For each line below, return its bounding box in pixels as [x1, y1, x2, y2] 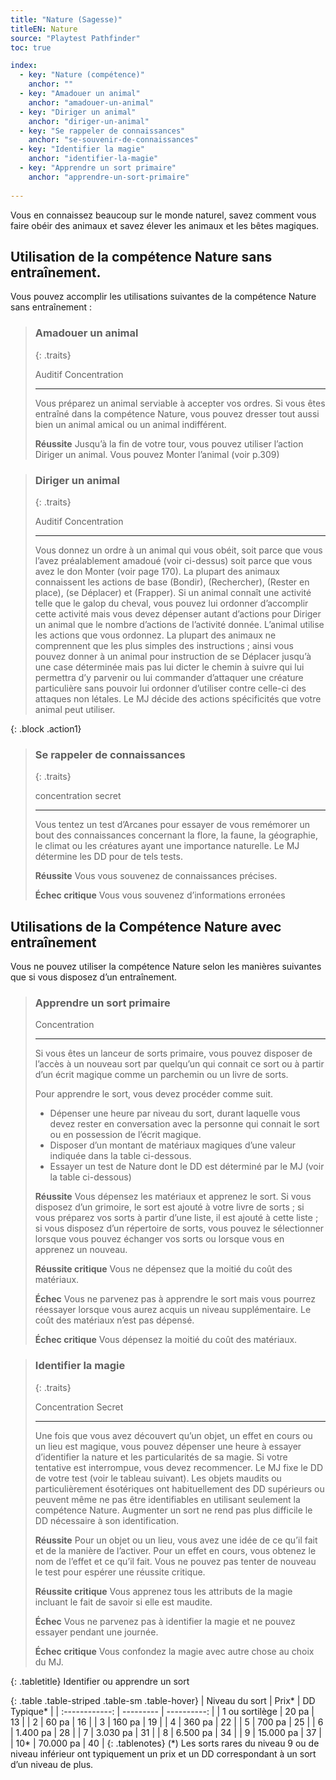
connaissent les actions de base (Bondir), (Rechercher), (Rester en [34, 576, 310, 588]
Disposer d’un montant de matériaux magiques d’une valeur [49, 1139, 297, 1151]
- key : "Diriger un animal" [19, 107, 137, 117]
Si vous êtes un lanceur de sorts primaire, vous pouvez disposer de [34, 1047, 313, 1060]
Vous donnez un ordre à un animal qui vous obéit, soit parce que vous [34, 544, 323, 556]
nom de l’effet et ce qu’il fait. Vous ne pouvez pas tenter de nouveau [34, 1555, 317, 1567]
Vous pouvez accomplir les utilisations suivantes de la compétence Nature [10, 291, 317, 303]
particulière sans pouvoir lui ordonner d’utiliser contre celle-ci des [34, 682, 307, 694]
